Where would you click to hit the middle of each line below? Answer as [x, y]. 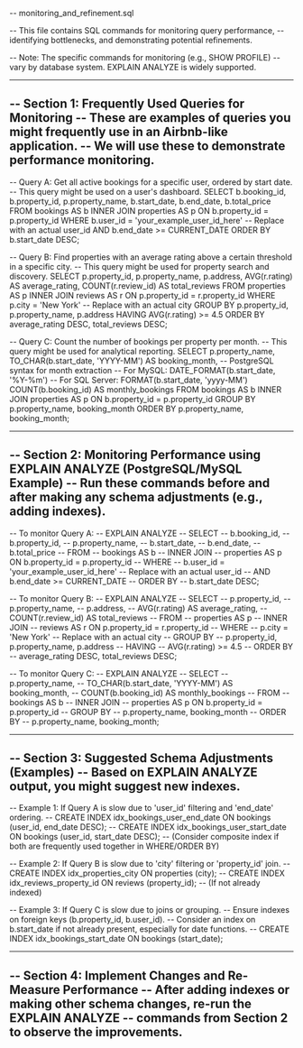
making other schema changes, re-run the [131, 1003]
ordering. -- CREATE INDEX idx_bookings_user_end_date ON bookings [140, 818]
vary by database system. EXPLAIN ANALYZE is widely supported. [133, 67]
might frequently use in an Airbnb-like [119, 132]
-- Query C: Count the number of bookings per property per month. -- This [148, 341]
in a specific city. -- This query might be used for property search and [139, 266]
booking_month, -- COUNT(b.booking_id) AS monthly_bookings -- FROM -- [150, 693]
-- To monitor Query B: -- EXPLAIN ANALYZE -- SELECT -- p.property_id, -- [150, 598]
